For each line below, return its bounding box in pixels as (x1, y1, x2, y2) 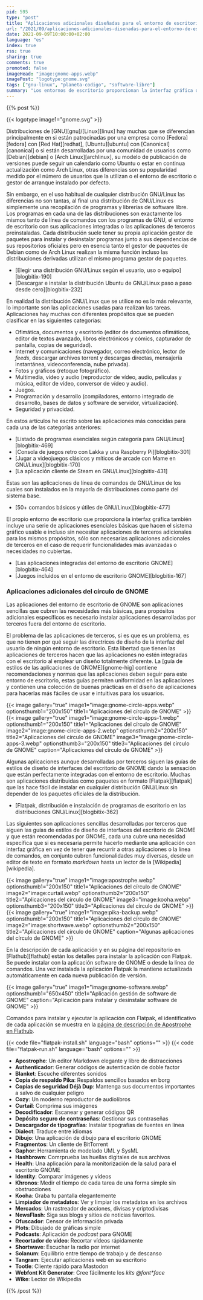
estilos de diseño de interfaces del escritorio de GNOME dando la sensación (6, 765, 196, 772)
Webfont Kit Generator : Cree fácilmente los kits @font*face (14, 1269, 165, 1276)
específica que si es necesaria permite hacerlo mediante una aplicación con (6, 839, 196, 847)
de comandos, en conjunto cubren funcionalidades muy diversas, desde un (6, 852, 195, 859)
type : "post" (6, 15, 39, 21)
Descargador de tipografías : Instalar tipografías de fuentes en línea (14, 1122, 184, 1129)
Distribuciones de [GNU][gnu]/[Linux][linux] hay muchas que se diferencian (6, 128, 195, 135)
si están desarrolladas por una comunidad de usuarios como (40, 146, 192, 154)
